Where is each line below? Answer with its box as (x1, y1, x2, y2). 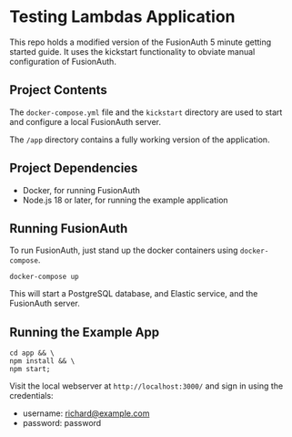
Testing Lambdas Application (9, 6, 236, 27)
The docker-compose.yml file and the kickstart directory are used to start (9, 107, 283, 118)
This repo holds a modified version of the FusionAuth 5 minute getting (9, 36, 272, 47)
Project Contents (9, 82, 107, 98)
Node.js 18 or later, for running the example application (22, 194, 229, 205)
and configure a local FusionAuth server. (9, 116, 162, 127)
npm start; (9, 365, 51, 374)
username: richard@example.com (22, 408, 150, 419)
